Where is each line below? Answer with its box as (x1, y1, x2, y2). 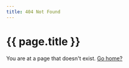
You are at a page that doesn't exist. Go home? (6, 55, 123, 62)
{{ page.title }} (6, 34, 81, 48)
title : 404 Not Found (6, 8, 61, 15)
